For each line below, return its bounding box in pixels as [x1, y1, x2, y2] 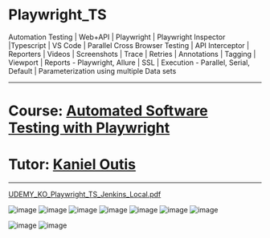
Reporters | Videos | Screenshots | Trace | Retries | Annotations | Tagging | [8, 49, 256, 58]
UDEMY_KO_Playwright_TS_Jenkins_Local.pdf [8, 190, 162, 200]
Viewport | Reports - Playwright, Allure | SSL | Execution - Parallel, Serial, [8, 58, 251, 67]
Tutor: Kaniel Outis [8, 155, 137, 174]
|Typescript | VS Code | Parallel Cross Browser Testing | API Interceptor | [8, 40, 250, 50]
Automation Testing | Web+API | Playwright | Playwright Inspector [8, 32, 226, 42]
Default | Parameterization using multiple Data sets [8, 66, 177, 75]
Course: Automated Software [8, 102, 209, 120]
